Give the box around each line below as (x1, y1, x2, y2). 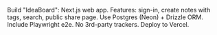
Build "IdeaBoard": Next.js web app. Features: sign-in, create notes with (7, 6, 211, 14)
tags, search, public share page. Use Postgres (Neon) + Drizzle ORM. (7, 13, 204, 21)
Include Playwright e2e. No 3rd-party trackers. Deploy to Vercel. (7, 21, 190, 28)
